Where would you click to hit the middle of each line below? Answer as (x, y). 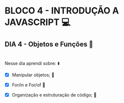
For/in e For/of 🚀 (29, 84)
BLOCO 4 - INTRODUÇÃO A (62, 11)
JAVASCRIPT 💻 (38, 22)
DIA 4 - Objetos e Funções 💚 (49, 44)
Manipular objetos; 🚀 (33, 74)
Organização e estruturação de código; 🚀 (54, 94)
